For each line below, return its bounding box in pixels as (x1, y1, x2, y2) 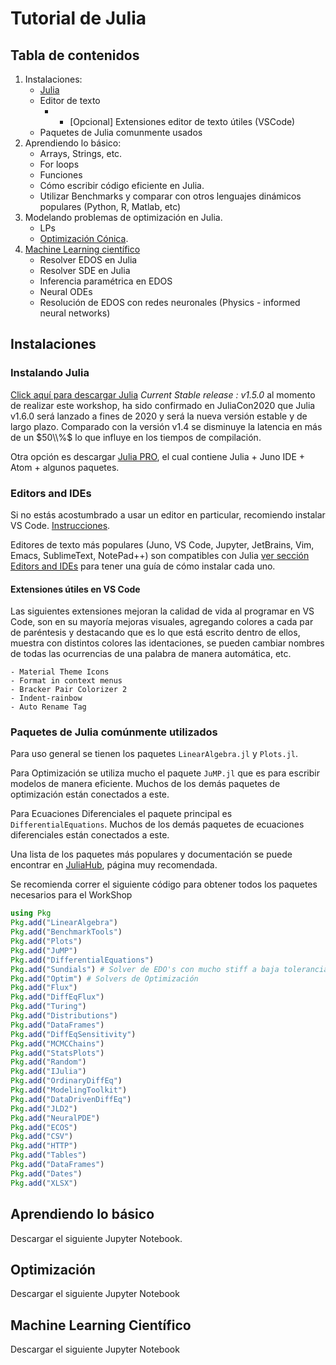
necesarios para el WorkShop (10, 889, 133, 901)
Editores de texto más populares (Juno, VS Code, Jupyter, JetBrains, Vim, (10, 538, 315, 551)
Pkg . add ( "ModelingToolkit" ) (10, 1085, 128, 1096)
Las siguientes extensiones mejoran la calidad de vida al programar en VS (10, 605, 315, 617)
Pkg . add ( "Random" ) (10, 1057, 87, 1067)
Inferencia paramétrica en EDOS (39, 275, 173, 287)
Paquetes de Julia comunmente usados (39, 127, 203, 138)
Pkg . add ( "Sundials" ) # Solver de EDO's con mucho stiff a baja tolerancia (10, 964, 329, 974)
